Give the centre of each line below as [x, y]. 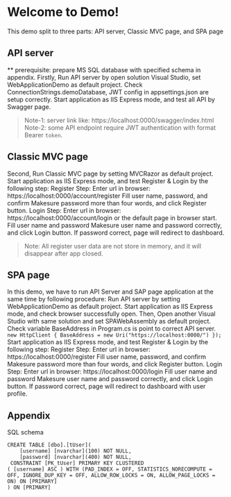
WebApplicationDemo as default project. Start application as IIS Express [110, 307]
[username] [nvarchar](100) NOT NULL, [76, 451]
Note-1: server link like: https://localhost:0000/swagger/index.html [119, 120]
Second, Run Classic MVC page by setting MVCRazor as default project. [110, 174]
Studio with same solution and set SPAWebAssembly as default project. [109, 321]
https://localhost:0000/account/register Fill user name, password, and [108, 196]
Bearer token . [43, 135]
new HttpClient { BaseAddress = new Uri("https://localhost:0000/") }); [114, 335]
